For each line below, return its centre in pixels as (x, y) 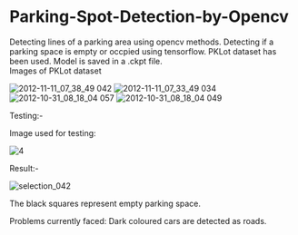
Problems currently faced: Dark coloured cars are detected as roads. (138, 220)
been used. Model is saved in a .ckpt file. (86, 61)
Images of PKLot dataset (55, 71)
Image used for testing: (53, 132)
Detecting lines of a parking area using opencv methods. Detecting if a (142, 42)
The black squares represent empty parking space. (105, 203)
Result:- (24, 168)
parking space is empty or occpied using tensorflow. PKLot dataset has (143, 51)
